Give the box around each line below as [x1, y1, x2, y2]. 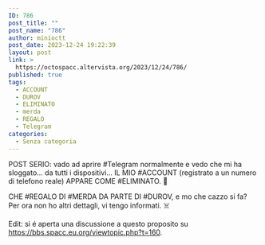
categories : [8, 130, 48, 138]
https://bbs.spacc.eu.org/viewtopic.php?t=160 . [8, 227, 163, 237]
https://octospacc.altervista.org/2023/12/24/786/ [15, 64, 188, 72]
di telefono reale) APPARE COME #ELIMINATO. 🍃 [8, 176, 168, 185]
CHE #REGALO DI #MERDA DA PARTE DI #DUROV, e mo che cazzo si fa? [8, 192, 247, 201]
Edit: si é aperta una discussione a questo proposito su [8, 219, 189, 228]
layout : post [8, 49, 52, 56]
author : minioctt [8, 33, 66, 42]
